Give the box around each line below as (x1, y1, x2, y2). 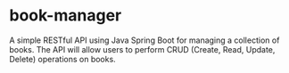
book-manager (9, 5, 122, 26)
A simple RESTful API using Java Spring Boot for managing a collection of (9, 35, 280, 45)
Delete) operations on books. (9, 53, 116, 64)
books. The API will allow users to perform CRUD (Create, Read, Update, (9, 44, 276, 54)
